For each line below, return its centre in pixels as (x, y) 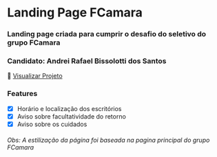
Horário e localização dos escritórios (69, 108)
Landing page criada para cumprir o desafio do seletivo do (107, 34)
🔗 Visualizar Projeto (35, 76)
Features (22, 94)
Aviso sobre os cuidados (52, 124)
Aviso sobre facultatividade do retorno (71, 116)
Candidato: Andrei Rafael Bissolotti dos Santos (87, 61)
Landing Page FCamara (75, 13)
